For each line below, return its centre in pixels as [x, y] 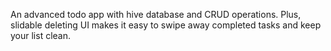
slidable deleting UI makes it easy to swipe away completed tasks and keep [166, 25]
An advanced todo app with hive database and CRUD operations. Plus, [156, 14]
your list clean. [41, 35]
